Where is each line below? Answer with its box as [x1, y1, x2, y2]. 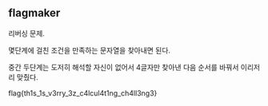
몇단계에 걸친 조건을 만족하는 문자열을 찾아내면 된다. [8, 45, 170, 55]
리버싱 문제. [8, 28, 46, 38]
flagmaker [8, 6, 61, 20]
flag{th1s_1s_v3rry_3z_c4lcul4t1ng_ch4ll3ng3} [8, 88, 158, 98]
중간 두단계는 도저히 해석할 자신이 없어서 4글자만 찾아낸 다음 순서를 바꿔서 [8, 62, 239, 72]
